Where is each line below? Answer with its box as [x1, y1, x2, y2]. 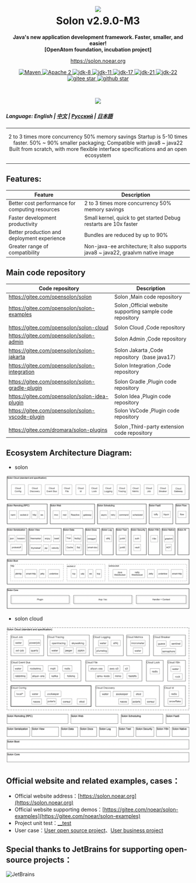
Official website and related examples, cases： [6, 776, 180, 786]
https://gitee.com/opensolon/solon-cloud [8, 324, 109, 331]
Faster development [8, 214, 57, 221]
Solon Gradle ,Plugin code [114, 378, 177, 385]
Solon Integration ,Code [114, 362, 171, 369]
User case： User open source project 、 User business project [14, 827, 163, 834]
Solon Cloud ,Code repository [114, 324, 185, 331]
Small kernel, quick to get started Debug [84, 214, 181, 221]
